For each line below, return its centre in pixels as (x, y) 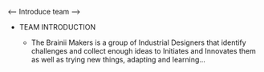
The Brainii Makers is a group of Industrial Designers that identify (138, 42)
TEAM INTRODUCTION (57, 27)
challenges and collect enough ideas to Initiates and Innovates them (143, 51)
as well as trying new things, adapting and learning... (118, 60)
